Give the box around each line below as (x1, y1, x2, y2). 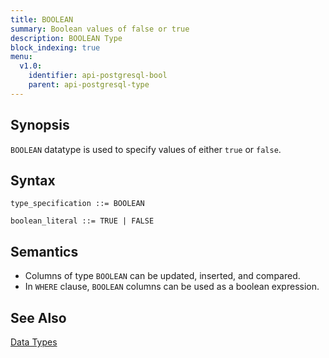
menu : (10, 52, 33, 62)
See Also (10, 309, 67, 326)
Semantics (10, 243, 79, 260)
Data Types (10, 336, 58, 348)
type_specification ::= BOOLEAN (10, 199, 145, 209)
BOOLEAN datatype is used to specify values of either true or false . (10, 143, 282, 155)
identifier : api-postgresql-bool (28, 71, 168, 81)
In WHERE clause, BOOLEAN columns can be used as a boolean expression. (24, 281, 320, 293)
